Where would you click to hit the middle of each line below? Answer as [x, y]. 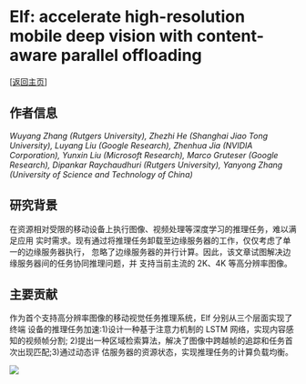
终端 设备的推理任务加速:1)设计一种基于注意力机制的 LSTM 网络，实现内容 [148, 329]
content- [230, 36]
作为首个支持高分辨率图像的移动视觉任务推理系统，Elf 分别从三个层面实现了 [151, 318]
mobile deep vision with [102, 36]
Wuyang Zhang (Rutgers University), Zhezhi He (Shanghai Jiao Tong [139, 136]
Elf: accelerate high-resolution [127, 17]
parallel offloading [131, 56]
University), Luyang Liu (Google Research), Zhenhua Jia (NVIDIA [131, 145]
